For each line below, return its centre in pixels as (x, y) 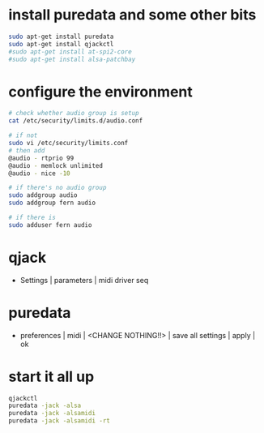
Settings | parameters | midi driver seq (84, 280)
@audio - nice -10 (39, 173)
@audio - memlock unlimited (56, 165)
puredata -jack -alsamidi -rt (60, 421)
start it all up (51, 377)
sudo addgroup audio (43, 195)
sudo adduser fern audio (50, 225)
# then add (27, 150)
